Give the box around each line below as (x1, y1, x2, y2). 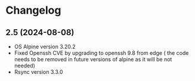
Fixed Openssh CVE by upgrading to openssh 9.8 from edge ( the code (14, 49, 189, 57)
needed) (14, 62, 35, 69)
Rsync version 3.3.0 (14, 68, 63, 75)
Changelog (5, 4, 61, 17)
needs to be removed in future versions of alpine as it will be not (14, 56, 172, 63)
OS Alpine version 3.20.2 (14, 43, 76, 50)
